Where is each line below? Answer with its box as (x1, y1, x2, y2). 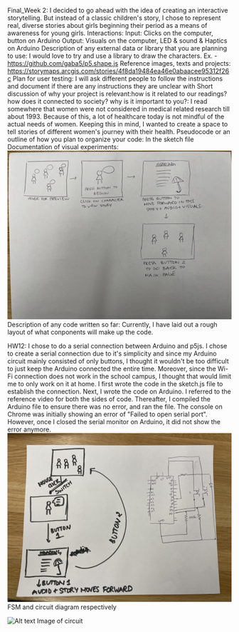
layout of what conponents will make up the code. (7, 328, 154, 336)
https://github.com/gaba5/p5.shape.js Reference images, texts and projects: (7, 59, 231, 67)
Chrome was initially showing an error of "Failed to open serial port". (7, 410, 208, 418)
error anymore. (7, 425, 51, 433)
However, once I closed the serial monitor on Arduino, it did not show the (7, 418, 221, 426)
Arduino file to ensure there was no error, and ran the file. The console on (7, 403, 223, 411)
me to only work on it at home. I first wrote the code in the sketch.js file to (7, 380, 223, 388)
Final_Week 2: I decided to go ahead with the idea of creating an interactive (7, 6, 229, 14)
